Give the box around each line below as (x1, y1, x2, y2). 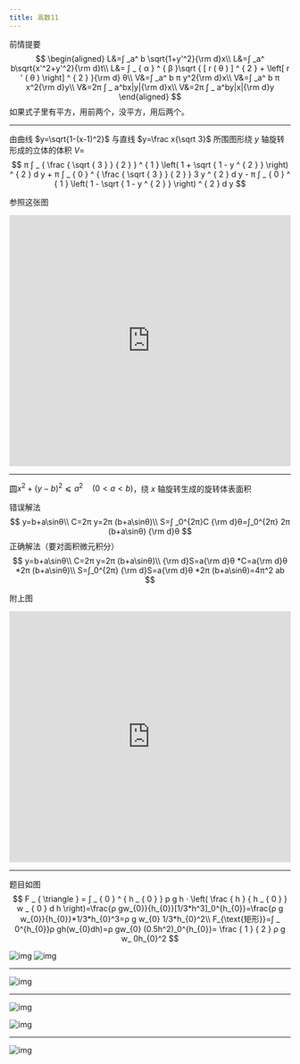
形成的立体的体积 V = (9, 145, 85, 155)
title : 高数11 (9, 12, 60, 22)
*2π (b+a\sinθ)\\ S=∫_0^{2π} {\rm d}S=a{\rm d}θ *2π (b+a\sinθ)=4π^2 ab (14, 565, 286, 576)
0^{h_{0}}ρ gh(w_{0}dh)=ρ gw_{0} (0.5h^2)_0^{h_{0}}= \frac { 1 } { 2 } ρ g (14, 924, 286, 935)
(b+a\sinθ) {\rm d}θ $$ (108, 526, 192, 536)
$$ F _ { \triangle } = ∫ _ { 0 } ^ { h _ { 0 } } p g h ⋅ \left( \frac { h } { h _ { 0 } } (12, 894, 288, 904)
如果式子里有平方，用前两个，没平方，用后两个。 (9, 106, 189, 117)
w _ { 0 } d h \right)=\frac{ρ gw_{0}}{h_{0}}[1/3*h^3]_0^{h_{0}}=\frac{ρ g (16, 903, 284, 914)
